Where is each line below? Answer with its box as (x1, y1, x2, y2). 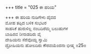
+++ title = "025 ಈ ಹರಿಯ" (5, 4, 56, 10)
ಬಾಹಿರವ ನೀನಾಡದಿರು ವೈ (5, 31, 41, 37)
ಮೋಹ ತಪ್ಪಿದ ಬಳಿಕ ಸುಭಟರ (5, 20, 46, 25)
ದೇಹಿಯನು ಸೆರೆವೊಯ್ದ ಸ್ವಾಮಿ (5, 37, 47, 42)
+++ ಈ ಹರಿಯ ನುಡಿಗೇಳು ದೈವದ (5, 14, 56, 20)
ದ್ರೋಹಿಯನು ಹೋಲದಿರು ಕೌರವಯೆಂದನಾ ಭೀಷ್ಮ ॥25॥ (5, 42, 86, 48)
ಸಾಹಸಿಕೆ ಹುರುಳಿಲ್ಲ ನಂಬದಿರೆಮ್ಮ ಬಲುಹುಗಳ (5, 25, 68, 31)
